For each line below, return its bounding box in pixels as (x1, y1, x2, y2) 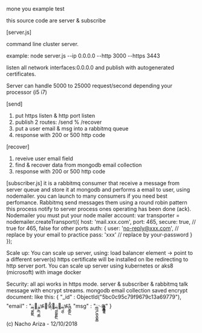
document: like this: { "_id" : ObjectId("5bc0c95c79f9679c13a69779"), (6, 294, 181, 300)
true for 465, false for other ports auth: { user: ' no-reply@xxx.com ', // (6, 224, 179, 232)
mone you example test (6, 5, 65, 12)
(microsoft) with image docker (6, 269, 82, 275)
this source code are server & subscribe (6, 17, 106, 24)
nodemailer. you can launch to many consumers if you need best (6, 192, 168, 200)
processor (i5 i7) (6, 89, 47, 96)
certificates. (6, 70, 36, 78)
